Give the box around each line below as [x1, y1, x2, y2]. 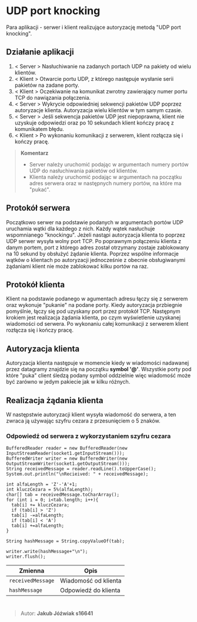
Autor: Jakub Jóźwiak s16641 [20, 610, 93, 617]
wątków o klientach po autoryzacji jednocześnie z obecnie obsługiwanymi [6, 256, 186, 263]
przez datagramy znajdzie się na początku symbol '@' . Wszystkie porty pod [6, 366, 192, 373]
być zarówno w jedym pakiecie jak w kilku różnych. [6, 378, 131, 385]
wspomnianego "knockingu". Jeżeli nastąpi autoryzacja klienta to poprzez [6, 231, 185, 238]
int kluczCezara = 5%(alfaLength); [6, 487, 94, 493]
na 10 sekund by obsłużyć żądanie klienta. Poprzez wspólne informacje [6, 250, 179, 257]
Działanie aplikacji [6, 47, 75, 57]
